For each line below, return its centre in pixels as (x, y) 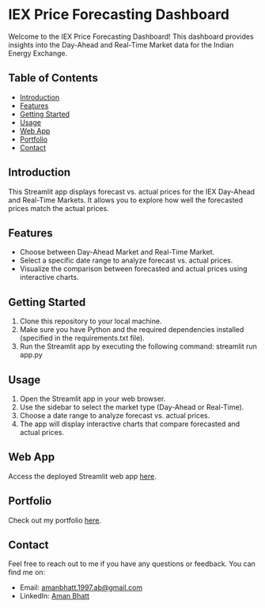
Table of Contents (53, 78)
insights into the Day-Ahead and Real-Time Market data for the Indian (121, 44)
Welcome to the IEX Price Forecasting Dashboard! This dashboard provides (131, 36)
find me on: (27, 572)
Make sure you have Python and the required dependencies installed (132, 330)
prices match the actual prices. (59, 208)
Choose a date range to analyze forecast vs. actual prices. (115, 415)
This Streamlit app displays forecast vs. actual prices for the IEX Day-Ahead (132, 191)
